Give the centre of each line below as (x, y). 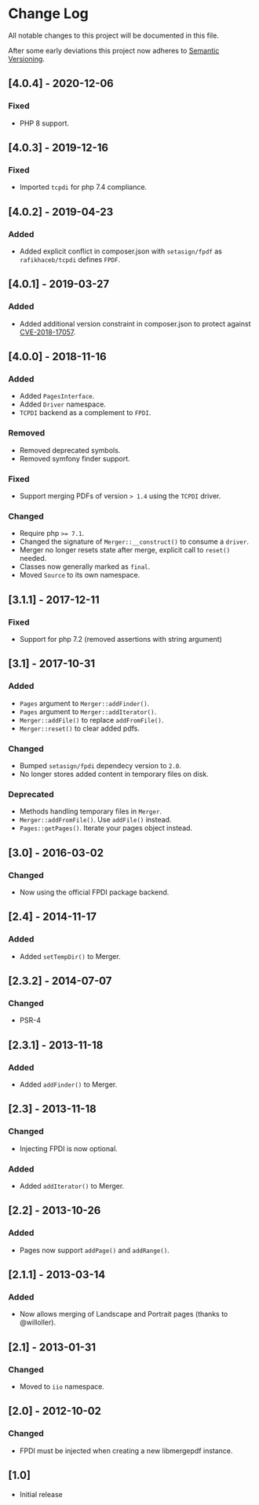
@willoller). (38, 1322)
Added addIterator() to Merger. (72, 1186)
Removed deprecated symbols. (70, 450)
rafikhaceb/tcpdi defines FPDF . (70, 259)
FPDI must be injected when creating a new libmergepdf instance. (126, 1450)
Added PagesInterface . (57, 396)
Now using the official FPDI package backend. (94, 892)
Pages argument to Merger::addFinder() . (84, 703)
